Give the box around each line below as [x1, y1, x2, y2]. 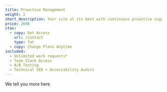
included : [5, 49, 26, 54]
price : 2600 [5, 21, 30, 26]
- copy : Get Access [9, 30, 50, 35]
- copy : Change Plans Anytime [9, 44, 72, 49]
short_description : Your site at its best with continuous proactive [5, 16, 153, 21]
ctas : [5, 26, 16, 31]
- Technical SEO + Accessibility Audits [9, 68, 94, 73]
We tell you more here [5, 81, 51, 87]
